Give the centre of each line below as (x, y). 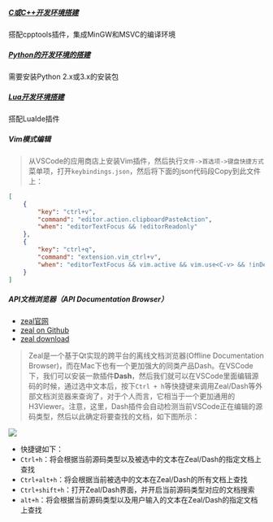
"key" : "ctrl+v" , (67, 211)
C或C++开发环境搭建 (43, 12)
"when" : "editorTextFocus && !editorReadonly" (118, 227)
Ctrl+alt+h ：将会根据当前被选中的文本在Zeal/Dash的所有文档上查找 (134, 480)
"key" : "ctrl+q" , (67, 250)
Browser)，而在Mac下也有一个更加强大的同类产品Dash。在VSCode (141, 366)
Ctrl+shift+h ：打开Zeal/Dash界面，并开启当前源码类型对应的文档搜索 (137, 490)
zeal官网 (34, 321)
